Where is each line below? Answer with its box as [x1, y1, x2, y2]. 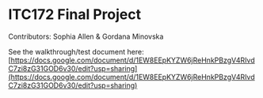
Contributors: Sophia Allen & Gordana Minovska [8, 32, 164, 41]
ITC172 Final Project [8, 6, 141, 24]
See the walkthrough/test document [8, 47, 126, 56]
